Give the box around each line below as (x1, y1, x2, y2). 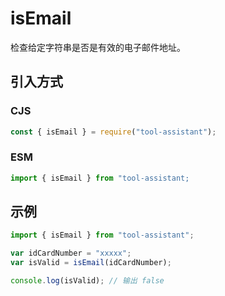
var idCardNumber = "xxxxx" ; (10, 248, 132, 259)
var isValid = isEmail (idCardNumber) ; (10, 258, 172, 268)
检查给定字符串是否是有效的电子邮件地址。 (10, 41, 186, 53)
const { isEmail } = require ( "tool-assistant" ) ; (10, 127, 217, 137)
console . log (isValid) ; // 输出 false (10, 276, 165, 286)
